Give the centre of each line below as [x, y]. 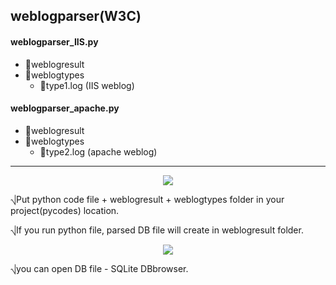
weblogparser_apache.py [65, 108]
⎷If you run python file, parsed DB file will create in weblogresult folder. [157, 230]
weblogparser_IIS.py [54, 41]
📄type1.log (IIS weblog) [87, 85]
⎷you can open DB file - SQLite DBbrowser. [99, 268]
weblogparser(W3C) [76, 16]
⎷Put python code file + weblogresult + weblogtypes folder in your [147, 199]
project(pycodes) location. [65, 210]
